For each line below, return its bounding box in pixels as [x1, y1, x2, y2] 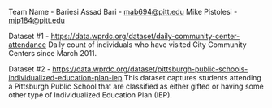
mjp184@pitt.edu [8, 15, 65, 25]
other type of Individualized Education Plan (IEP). [8, 90, 173, 100]
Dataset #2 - [8, 64, 51, 74]
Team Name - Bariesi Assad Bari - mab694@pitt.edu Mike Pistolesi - [8, 7, 238, 16]
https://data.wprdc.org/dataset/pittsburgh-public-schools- [52, 64, 248, 74]
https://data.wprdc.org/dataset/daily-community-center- [50, 32, 240, 41]
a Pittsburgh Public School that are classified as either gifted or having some [8, 81, 264, 91]
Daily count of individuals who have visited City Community [48, 40, 247, 50]
